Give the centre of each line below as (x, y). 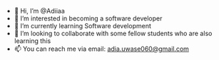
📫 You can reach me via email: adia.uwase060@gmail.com (101, 49)
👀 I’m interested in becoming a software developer (88, 18)
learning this (32, 41)
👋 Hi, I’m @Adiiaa (40, 11)
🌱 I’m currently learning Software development (82, 26)
